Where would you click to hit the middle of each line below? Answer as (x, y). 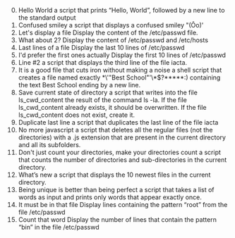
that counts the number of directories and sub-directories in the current (122, 160)
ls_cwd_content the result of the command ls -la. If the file (103, 100)
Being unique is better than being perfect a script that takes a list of (116, 190)
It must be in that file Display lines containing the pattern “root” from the (123, 205)
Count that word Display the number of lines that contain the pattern (117, 220)
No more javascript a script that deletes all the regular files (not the (115, 130)
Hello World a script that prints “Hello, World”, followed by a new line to (121, 10)
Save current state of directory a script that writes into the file (108, 92)
